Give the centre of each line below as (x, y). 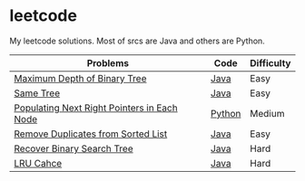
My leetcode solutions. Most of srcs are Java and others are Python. (137, 41)
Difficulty (270, 62)
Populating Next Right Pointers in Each (96, 108)
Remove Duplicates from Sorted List (91, 134)
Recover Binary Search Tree (74, 148)
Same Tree (37, 93)
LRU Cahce (38, 163)
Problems (108, 62)
